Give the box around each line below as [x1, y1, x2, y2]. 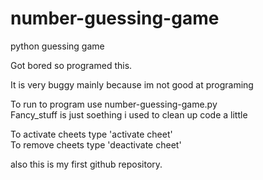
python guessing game [10, 40, 105, 52]
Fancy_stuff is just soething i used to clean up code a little [10, 108, 248, 121]
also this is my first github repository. [10, 158, 163, 170]
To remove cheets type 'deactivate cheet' [10, 138, 182, 151]
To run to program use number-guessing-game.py [10, 98, 218, 110]
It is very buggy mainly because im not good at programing [10, 78, 254, 91]
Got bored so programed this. [10, 59, 133, 71]
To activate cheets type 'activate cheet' [10, 128, 173, 140]
